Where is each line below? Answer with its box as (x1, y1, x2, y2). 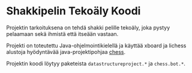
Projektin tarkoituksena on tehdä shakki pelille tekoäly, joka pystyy (6, 24, 170, 31)
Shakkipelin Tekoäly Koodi (6, 4, 141, 18)
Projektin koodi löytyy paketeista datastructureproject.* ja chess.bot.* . (6, 60, 186, 67)
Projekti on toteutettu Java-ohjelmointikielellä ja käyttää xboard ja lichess (6, 42, 187, 49)
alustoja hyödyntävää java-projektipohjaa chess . (6, 48, 126, 55)
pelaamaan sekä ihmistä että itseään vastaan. (6, 30, 119, 37)
